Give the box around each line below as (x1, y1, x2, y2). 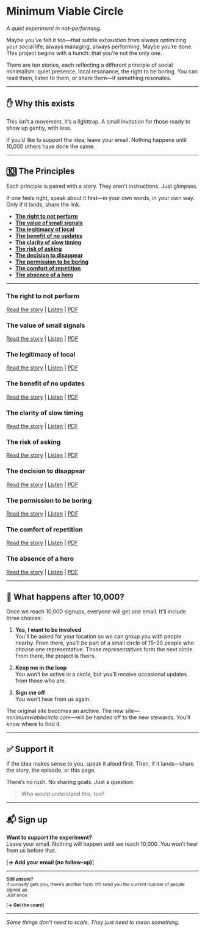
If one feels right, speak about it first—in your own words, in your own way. (6, 194, 195, 201)
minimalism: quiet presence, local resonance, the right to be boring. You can (6, 67, 198, 75)
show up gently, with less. (6, 124, 72, 131)
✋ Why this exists (6, 98, 75, 109)
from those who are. (15, 677, 67, 684)
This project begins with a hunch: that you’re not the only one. (6, 49, 163, 56)
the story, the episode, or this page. (6, 766, 96, 774)
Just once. (6, 892, 29, 898)
